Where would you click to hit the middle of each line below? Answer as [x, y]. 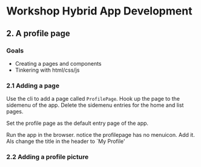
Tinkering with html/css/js [47, 70]
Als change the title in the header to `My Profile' [66, 141]
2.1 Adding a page [33, 86]
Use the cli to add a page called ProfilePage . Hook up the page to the [93, 99]
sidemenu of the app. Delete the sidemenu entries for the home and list [95, 105]
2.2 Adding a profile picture [48, 157]
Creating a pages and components [58, 63]
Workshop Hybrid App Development [99, 11]
